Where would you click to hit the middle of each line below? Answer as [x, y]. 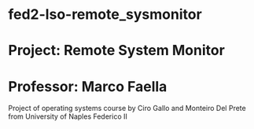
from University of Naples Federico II [68, 116]
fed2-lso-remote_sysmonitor [105, 15]
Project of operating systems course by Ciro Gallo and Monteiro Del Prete [127, 109]
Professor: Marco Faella [88, 86]
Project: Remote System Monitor [117, 51]
